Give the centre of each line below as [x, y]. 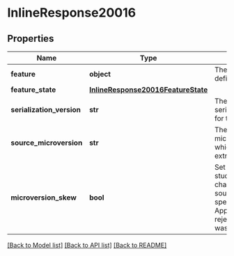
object [100, 74]
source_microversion [47, 143]
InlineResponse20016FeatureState [149, 90]
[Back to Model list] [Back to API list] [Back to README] [87, 245]
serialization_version [46, 110]
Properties [31, 39]
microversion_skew [44, 198]
